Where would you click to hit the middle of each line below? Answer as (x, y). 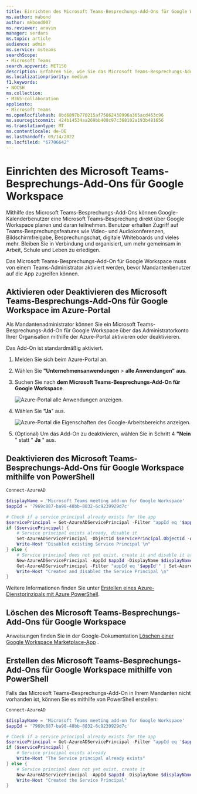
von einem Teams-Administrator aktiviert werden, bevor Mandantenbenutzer (98, 267)
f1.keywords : (22, 83)
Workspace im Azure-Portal (58, 310)
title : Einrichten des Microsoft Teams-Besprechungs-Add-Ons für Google (97, 11)
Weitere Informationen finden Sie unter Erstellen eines (71, 588)
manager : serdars (27, 33)
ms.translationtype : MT (35, 126)
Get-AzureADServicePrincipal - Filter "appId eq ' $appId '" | (91, 566)
